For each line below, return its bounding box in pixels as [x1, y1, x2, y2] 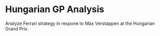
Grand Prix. [5, 25, 29, 31]
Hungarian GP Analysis [5, 4, 104, 15]
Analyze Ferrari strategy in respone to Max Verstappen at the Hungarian [5, 20, 155, 26]
